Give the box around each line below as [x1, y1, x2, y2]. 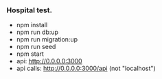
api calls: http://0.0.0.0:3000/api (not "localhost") [16, 64, 156, 73]
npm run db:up [16, 28, 59, 36]
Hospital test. [6, 5, 53, 15]
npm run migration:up [16, 35, 78, 44]
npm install [16, 21, 48, 29]
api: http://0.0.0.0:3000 [16, 57, 83, 65]
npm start [16, 50, 44, 58]
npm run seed [16, 43, 56, 51]
